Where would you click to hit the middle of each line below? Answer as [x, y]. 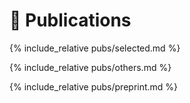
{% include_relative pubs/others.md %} [90, 67]
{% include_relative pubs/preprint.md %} [94, 86]
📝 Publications [70, 20]
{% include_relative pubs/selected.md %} [95, 48]
